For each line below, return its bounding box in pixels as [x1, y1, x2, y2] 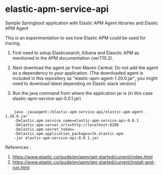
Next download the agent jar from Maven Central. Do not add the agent [12, 65, 158, 71]
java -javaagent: [14, 109, 50, 114]
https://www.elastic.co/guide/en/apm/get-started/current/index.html [12, 154, 153, 160]
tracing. [5, 40, 21, 46]
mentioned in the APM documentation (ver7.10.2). [12, 55, 113, 61]
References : [5, 144, 31, 150]
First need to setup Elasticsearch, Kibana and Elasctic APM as [12, 50, 139, 56]
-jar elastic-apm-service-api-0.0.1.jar [14, 135, 99, 140]
